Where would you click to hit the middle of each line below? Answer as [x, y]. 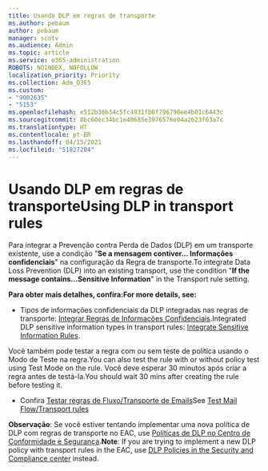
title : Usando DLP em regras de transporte [82, 16]
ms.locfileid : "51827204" [51, 150]
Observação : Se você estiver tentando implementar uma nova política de [129, 425]
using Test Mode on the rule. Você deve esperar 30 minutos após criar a [128, 368]
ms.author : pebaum [39, 23]
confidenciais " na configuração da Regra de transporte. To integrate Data [129, 262]
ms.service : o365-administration [64, 61]
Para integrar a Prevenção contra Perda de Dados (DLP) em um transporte [131, 245]
